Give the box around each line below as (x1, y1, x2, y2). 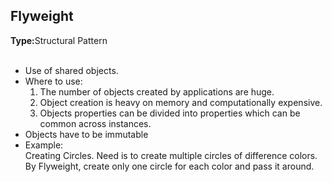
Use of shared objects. (24, 64, 119, 76)
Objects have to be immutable (24, 128, 149, 140)
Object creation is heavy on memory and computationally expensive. (39, 96, 323, 108)
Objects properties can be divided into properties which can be (39, 107, 301, 119)
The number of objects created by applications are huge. (39, 85, 275, 98)
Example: (24, 139, 64, 151)
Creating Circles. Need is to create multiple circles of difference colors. (24, 149, 318, 161)
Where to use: (24, 75, 83, 87)
